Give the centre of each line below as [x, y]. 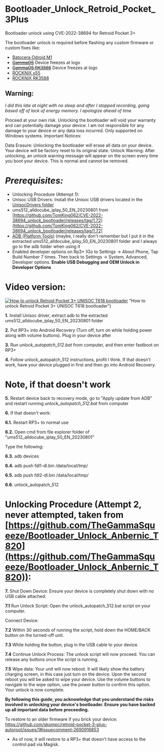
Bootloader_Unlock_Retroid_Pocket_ [80, 9]
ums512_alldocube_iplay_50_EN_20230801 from [60, 210]
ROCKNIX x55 [26, 73]
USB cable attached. [26, 596]
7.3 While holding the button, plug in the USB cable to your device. [72, 645]
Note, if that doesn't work [58, 384]
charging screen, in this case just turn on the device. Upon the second [76, 674]
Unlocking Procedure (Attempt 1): [46, 194]
